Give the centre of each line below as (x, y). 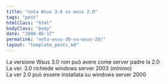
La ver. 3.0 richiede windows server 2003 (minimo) (69, 68)
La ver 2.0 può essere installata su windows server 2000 (76, 74)
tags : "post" (22, 17)
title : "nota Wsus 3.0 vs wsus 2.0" (52, 12)
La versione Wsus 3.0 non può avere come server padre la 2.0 (83, 62)
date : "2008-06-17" (31, 34)
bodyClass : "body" (29, 28)
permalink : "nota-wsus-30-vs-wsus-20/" (56, 39)
